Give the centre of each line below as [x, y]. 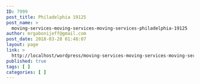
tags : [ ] [18, 67]
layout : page [22, 45]
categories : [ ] [26, 72]
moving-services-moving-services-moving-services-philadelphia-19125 [99, 28]
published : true [26, 61]
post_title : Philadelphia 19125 [46, 17]
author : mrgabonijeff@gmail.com [46, 34]
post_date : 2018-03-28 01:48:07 [46, 39]
